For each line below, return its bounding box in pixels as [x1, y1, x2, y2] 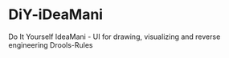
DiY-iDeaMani [8, 6, 103, 24]
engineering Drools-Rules [8, 40, 93, 49]
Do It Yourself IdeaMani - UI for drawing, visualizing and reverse [8, 32, 221, 41]
